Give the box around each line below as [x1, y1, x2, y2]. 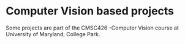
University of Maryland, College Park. [6, 30, 100, 37]
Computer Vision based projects [6, 4, 175, 18]
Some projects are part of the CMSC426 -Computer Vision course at [6, 24, 179, 31]
